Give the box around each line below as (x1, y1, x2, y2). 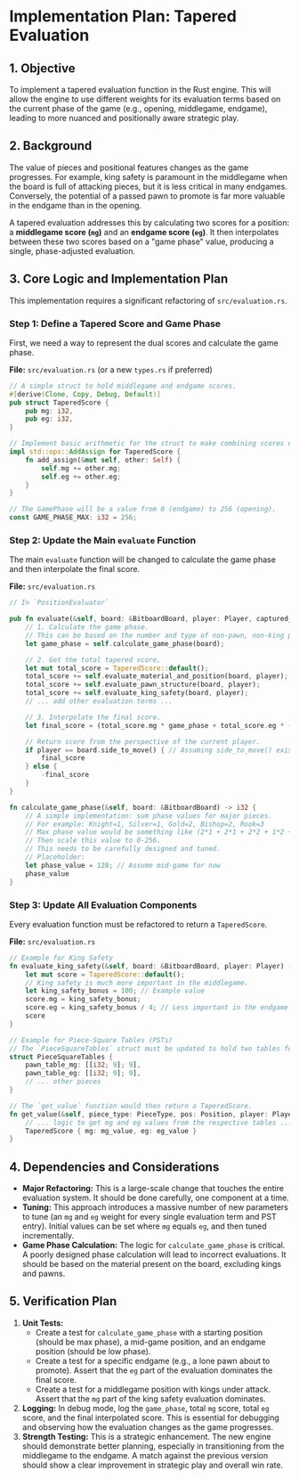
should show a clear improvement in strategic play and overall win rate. (21, 1459, 283, 1470)
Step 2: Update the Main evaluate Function (9, 534, 197, 546)
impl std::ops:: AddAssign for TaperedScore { (9, 447, 181, 456)
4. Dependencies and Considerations (9, 1159, 220, 1174)
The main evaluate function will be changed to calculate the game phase (9, 554, 276, 565)
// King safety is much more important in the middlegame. (25, 978, 249, 987)
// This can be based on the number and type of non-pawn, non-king (25, 631, 285, 640)
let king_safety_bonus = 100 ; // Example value (25, 986, 205, 995)
